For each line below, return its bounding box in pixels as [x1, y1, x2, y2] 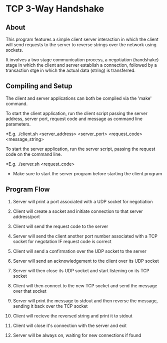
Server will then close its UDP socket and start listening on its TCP [12, 267, 149, 274]
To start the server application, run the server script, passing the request [5, 146, 155, 152]
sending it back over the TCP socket [12, 303, 88, 309]
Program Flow [5, 185, 50, 194]
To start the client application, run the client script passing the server [5, 110, 148, 116]
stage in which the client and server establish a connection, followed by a [5, 62, 157, 68]
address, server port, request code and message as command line [5, 116, 143, 122]
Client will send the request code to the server [12, 223, 108, 229]
